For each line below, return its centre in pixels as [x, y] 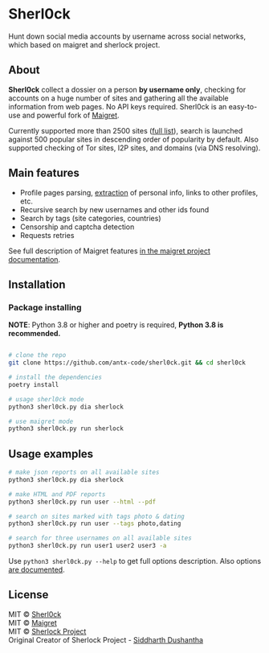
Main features [44, 173]
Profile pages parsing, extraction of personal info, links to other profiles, [139, 192]
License [29, 595]
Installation [37, 284]
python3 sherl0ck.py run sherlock [66, 429]
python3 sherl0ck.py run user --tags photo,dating [95, 524]
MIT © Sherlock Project [47, 631]
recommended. [35, 334]
